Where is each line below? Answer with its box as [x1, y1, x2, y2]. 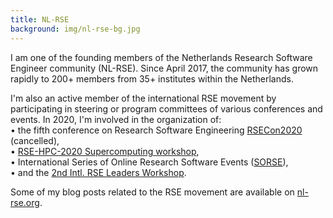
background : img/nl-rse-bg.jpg [10, 24, 141, 34]
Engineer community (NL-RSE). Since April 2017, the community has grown [10, 62, 319, 74]
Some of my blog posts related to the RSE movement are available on [10, 186, 295, 198]
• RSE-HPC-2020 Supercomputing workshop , [10, 145, 200, 157]
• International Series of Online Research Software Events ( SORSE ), [10, 156, 289, 168]
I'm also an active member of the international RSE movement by [10, 92, 277, 104]
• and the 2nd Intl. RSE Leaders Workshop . [10, 166, 187, 178]
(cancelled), [10, 134, 60, 146]
